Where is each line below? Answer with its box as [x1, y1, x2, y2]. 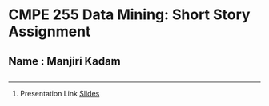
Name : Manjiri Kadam [8, 54, 122, 68]
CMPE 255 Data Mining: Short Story [8, 6, 251, 24]
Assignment [8, 22, 91, 41]
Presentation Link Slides [19, 88, 100, 98]
